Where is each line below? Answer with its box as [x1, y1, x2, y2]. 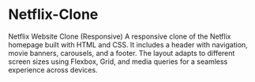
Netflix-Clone [8, 6, 99, 24]
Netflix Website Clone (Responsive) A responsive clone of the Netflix [8, 32, 231, 41]
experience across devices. [8, 65, 98, 74]
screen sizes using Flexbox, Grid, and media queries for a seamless [8, 57, 228, 66]
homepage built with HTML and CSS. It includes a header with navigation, [8, 39, 249, 49]
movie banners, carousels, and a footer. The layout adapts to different [8, 48, 235, 58]
